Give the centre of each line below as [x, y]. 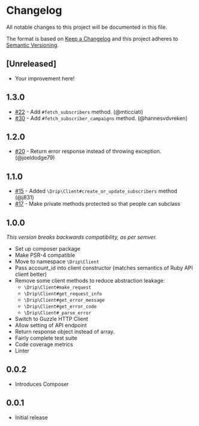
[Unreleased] [31, 64]
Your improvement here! [45, 78]
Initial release [31, 417]
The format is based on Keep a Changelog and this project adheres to [92, 38]
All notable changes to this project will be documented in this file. [87, 27]
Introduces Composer [42, 384]
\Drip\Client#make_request [58, 287]
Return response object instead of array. [65, 331]
